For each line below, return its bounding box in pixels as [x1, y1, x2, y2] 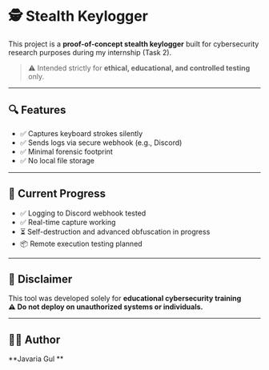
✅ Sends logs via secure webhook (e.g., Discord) [19, 138, 183, 147]
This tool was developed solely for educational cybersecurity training [8, 294, 242, 304]
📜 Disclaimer [8, 272, 73, 286]
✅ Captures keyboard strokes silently [19, 128, 143, 138]
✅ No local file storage [19, 155, 94, 165]
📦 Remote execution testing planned [19, 239, 143, 248]
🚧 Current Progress [8, 187, 106, 201]
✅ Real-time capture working [19, 217, 116, 227]
